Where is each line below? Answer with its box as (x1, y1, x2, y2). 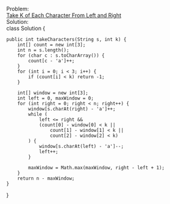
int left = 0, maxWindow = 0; (17, 95, 94, 101)
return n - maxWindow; (17, 175, 75, 181)
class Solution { (6, 24, 46, 32)
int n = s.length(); (17, 47, 69, 53)
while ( (28, 111, 48, 117)
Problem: (6, 5, 29, 12)
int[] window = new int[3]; (17, 90, 88, 96)
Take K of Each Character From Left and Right (6, 12, 122, 19)
